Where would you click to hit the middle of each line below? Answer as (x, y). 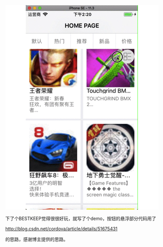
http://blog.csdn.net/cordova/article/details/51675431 (61, 229)
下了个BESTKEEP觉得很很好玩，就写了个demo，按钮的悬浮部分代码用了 (81, 218)
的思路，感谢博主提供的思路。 (37, 239)
